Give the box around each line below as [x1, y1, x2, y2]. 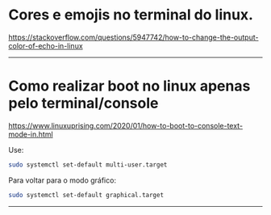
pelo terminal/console [8, 95, 159, 112]
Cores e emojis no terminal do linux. [8, 6, 254, 24]
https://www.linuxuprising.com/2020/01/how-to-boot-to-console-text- [8, 120, 244, 130]
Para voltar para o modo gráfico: [8, 175, 117, 185]
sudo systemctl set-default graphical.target [8, 191, 164, 199]
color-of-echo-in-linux [8, 40, 83, 50]
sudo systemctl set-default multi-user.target [8, 160, 168, 169]
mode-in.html [8, 129, 54, 139]
